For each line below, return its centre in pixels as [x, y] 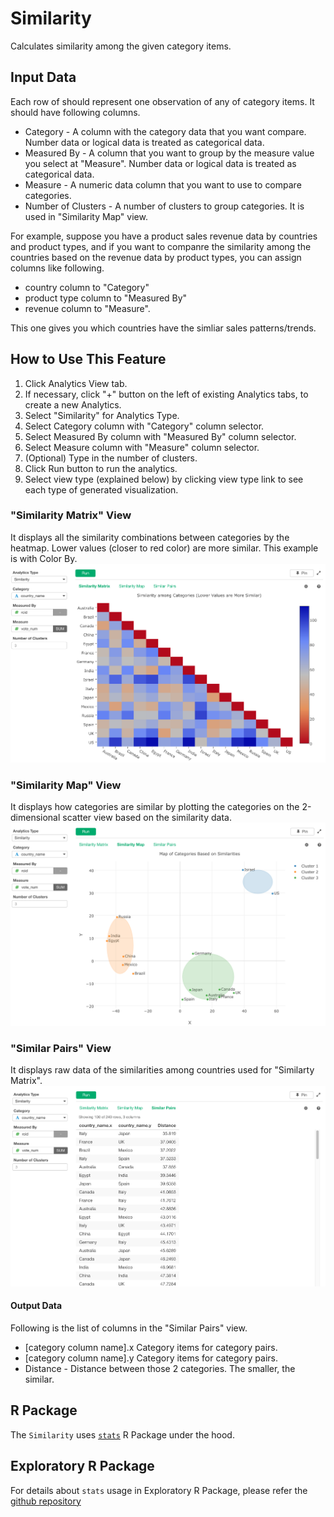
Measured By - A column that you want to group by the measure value [169, 153]
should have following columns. [75, 112]
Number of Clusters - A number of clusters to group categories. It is [164, 206]
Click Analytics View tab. [76, 383]
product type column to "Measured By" [106, 298]
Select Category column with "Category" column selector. [144, 426]
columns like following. [57, 268]
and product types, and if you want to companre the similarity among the [161, 246]
